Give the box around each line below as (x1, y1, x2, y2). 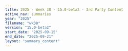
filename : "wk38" (5, 20, 41, 26)
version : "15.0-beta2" (5, 25, 51, 30)
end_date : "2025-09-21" (5, 34, 54, 39)
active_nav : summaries (5, 12, 51, 17)
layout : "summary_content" (5, 39, 60, 44)
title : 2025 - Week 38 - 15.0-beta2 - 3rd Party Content (5, 7, 124, 12)
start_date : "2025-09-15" (5, 30, 58, 34)
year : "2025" (5, 16, 32, 21)
